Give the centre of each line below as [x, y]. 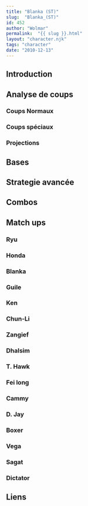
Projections [23, 143]
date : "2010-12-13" [30, 50]
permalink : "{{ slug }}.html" [44, 34]
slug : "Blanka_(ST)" [33, 17]
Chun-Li [18, 319]
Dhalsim [18, 351]
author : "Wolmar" [27, 28]
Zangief [18, 335]
